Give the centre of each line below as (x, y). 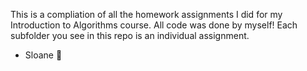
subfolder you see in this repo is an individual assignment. (130, 35)
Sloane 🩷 (43, 55)
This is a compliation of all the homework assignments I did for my (146, 14)
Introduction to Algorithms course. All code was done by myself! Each (154, 25)
